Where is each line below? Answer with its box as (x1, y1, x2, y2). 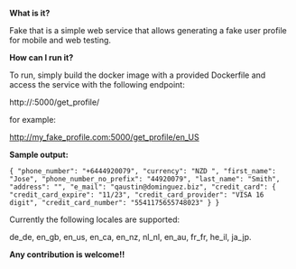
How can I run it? (9, 52, 74, 62)
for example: (9, 115, 57, 125)
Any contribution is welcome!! (9, 249, 125, 260)
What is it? (9, 8, 51, 18)
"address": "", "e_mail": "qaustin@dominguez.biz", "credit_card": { (9, 182, 277, 191)
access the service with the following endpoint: (9, 79, 185, 89)
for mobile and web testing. (9, 35, 111, 45)
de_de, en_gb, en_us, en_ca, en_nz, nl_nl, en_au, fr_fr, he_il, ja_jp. (9, 232, 252, 242)
